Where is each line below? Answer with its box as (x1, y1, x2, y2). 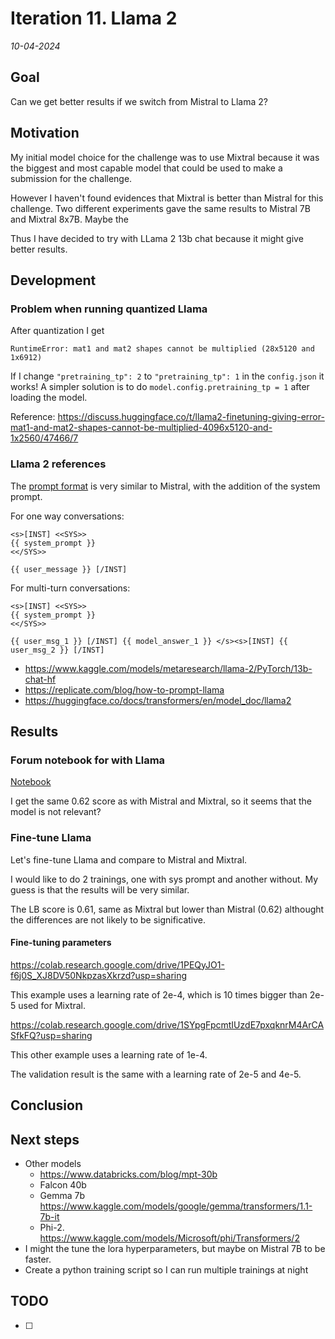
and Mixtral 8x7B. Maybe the (10, 213, 129, 225)
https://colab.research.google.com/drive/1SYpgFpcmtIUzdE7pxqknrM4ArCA (10, 1018, 325, 1031)
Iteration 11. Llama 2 (10, 7, 178, 30)
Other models (24, 1157, 82, 1169)
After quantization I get (10, 325, 105, 337)
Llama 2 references (10, 457, 107, 471)
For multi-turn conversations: (10, 582, 131, 594)
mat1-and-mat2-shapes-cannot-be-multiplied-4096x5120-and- (10, 422, 273, 434)
